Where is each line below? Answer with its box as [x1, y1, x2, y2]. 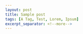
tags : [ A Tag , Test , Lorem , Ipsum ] [5, 16, 79, 21]
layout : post [5, 7, 32, 12]
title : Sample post [5, 12, 46, 17]
